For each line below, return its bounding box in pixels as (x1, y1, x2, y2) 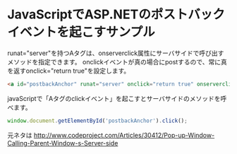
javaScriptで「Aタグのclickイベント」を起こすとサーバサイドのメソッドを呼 (7, 94, 227, 102)
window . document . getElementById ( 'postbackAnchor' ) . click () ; (7, 117, 188, 124)
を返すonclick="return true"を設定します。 (7, 66, 130, 75)
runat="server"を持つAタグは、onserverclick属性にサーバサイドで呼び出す (7, 49, 224, 57)
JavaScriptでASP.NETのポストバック (7, 6, 226, 23)
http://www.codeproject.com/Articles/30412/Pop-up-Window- (33, 131, 215, 139)
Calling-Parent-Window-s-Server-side (7, 138, 119, 147)
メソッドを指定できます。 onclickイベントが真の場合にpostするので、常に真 (7, 57, 228, 66)
